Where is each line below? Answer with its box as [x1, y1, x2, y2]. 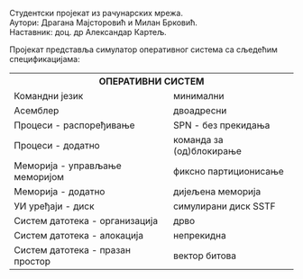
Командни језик [14, 90, 84, 102]
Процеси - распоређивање [14, 119, 135, 131]
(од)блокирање [172, 145, 242, 157]
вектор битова [172, 249, 237, 262]
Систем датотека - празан [14, 244, 131, 256]
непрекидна [172, 229, 227, 241]
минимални [172, 90, 225, 102]
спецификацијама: [9, 54, 80, 64]
